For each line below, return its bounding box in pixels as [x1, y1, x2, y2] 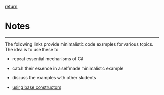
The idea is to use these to [5, 46, 59, 52]
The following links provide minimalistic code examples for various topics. [5, 41, 154, 47]
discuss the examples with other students [12, 75, 96, 80]
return [5, 4, 18, 9]
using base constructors [12, 84, 61, 90]
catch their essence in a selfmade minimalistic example [12, 65, 123, 71]
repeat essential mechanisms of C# [12, 56, 84, 62]
